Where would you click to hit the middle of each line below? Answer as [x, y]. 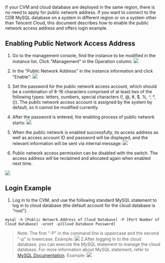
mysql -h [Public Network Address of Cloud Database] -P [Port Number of [82, 220]
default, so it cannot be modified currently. [55, 107]
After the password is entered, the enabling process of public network [83, 117]
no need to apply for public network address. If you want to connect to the [81, 12]
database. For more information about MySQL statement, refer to [83, 249]
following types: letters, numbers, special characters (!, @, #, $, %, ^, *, [84, 97]
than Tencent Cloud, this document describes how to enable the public [77, 23]
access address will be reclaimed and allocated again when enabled [82, 158]
